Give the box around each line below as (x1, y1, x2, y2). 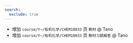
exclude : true (9, 12, 38, 17)
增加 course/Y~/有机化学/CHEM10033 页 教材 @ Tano (11, 26, 113, 32)
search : (4, 7, 21, 12)
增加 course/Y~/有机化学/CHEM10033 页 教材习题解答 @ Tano (11, 32, 128, 38)
